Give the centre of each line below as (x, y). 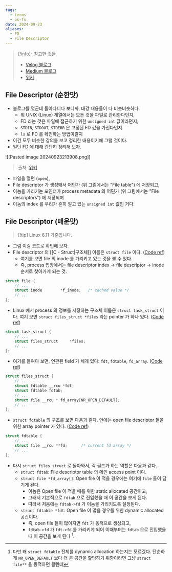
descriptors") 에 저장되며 (38, 197)
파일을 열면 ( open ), (31, 178)
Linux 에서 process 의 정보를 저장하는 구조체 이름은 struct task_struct (85, 310)
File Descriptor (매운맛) (42, 222)
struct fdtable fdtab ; (39, 391)
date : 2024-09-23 (24, 24)
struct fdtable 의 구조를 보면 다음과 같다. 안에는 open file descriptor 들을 (88, 420)
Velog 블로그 (38, 64)
